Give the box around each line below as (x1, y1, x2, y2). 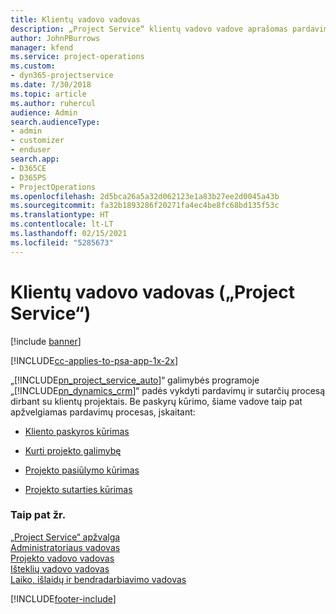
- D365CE (10, 163, 47, 173)
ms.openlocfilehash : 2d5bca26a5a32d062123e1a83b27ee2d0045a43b (10, 191, 280, 201)
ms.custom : (10, 61, 56, 71)
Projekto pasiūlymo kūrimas (24, 464, 140, 476)
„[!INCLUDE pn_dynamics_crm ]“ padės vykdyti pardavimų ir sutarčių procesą (10, 384, 326, 396)
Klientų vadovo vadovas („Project (10, 281, 295, 303)
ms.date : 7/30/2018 (10, 80, 92, 90)
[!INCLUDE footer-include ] (10, 592, 117, 605)
